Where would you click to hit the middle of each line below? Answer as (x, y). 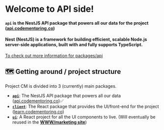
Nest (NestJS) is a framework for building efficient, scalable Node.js (76, 39)
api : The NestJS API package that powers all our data (67, 96)
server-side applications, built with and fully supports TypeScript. (74, 45)
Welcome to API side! (50, 9)
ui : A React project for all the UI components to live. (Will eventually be (84, 117)
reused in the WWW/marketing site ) (49, 122)
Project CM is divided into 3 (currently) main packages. (61, 86)
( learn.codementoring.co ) (38, 111)
